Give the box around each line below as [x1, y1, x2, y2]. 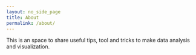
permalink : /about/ [6, 20, 56, 26]
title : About [6, 15, 39, 21]
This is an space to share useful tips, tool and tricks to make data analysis [6, 37, 191, 44]
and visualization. [6, 43, 50, 50]
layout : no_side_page [6, 8, 61, 15]
